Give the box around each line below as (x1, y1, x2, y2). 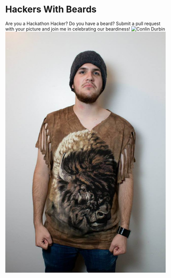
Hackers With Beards (5, 4, 97, 15)
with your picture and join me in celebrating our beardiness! (5, 26, 131, 32)
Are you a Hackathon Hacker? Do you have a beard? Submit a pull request (5, 20, 161, 27)
